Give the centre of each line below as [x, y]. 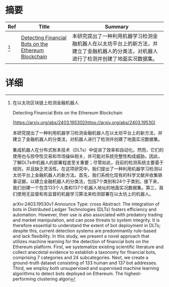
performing [24, 279]
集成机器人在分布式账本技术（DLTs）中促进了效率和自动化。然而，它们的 [88, 150]
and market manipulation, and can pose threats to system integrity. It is [86, 220]
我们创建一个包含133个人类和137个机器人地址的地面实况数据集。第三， [86, 187]
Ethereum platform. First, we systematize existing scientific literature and [88, 247]
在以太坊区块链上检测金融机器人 [46, 102]
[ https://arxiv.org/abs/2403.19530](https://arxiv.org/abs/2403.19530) [84, 122]
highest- [133, 273]
